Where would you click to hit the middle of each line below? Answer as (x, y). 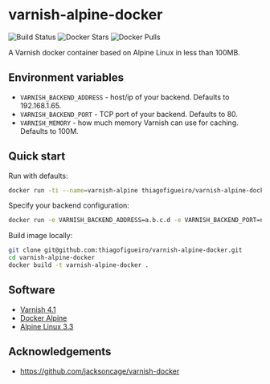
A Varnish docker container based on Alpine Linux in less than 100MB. (125, 52)
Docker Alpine (43, 317)
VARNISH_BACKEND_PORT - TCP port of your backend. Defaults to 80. (129, 114)
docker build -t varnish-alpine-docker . (79, 265)
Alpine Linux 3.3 (47, 326)
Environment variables (66, 78)
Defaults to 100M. (49, 131)
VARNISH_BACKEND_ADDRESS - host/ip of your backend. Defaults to (125, 97)
